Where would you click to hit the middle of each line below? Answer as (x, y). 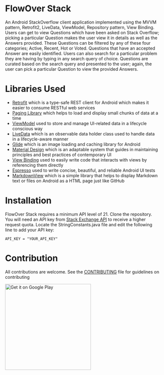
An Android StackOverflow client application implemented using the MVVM (81, 22)
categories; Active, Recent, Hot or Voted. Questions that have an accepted (80, 48)
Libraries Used (35, 89)
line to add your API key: (30, 230)
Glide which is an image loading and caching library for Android (76, 144)
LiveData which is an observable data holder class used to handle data (83, 134)
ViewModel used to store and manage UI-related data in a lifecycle (79, 123)
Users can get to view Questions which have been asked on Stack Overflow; (82, 32)
